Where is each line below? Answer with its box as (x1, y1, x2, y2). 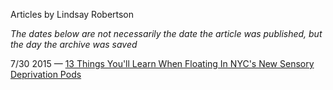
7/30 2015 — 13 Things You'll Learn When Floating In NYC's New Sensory (10, 58, 315, 69)
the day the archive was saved (10, 39, 138, 50)
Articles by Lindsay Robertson (10, 9, 135, 20)
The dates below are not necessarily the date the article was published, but (10, 28, 323, 39)
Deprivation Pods (10, 69, 82, 80)
